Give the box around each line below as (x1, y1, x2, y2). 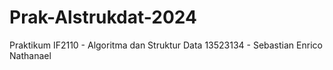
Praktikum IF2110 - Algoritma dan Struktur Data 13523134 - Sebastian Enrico (9, 39, 323, 51)
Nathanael (9, 49, 52, 61)
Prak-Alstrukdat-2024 (9, 6, 197, 29)
